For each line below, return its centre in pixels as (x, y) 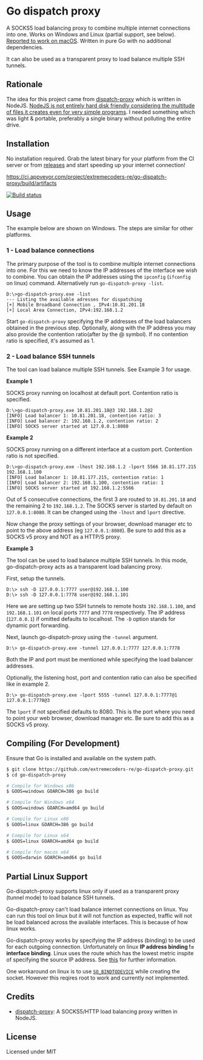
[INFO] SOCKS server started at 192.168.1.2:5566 (70, 488)
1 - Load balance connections (51, 251)
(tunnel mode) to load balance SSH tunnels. (61, 898)
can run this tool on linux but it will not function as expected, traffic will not (99, 916)
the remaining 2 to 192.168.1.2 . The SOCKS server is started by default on (99, 505)
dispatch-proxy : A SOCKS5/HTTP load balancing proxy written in (96, 1011)
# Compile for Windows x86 (40, 786)
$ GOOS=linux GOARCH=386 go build (50, 824)
